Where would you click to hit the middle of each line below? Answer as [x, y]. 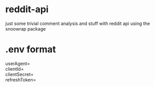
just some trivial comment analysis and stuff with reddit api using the [78, 23]
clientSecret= [19, 74]
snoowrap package [26, 28]
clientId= [15, 69]
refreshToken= [21, 79]
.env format [31, 50]
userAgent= [18, 63]
